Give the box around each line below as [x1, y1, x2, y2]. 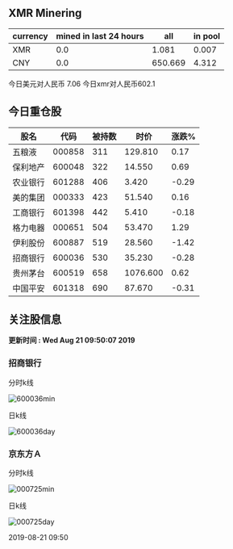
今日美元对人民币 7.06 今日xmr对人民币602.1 [8, 78, 156, 88]
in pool [193, 30, 220, 41]
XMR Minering [8, 6, 82, 20]
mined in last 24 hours [56, 30, 144, 41]
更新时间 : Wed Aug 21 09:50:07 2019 [8, 335, 135, 346]
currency [12, 30, 48, 41]
